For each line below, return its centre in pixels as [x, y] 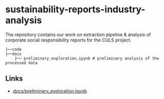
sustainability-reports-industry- [75, 9]
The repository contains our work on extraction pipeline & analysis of [78, 34]
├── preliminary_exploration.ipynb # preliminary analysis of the [87, 58]
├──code [14, 49]
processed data [22, 63]
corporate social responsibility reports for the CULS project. [68, 40]
